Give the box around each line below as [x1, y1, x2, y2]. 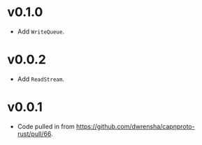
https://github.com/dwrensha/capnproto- [75, 122, 195, 130]
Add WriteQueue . [17, 27, 65, 36]
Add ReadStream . [17, 75, 65, 83]
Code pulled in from [17, 122, 75, 130]
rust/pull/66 [17, 130, 51, 138]
